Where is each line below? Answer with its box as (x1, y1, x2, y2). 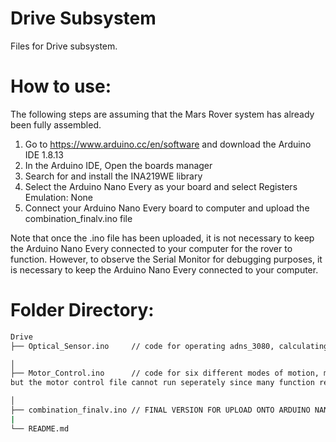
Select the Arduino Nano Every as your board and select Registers (24, 180, 298, 192)
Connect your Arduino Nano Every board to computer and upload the (24, 202, 310, 214)
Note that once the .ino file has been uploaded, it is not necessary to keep (10, 232, 315, 244)
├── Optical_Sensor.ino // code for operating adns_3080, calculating (10, 341, 329, 351)
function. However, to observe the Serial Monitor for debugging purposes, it (10, 253, 323, 265)
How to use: (10, 75, 112, 98)
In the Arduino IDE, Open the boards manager (24, 159, 213, 171)
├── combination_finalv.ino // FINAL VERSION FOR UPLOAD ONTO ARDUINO (10, 405, 311, 416)
